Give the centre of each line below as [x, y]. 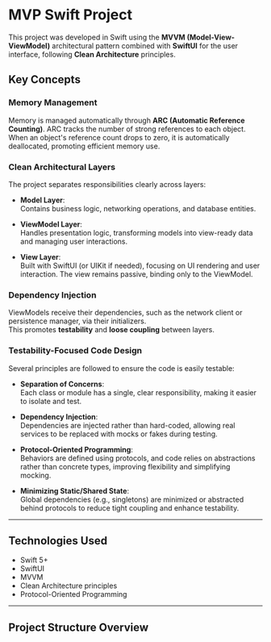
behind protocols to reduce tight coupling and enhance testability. [129, 508]
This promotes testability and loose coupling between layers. [112, 330]
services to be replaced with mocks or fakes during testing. [119, 434]
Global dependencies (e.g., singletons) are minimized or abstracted [132, 499]
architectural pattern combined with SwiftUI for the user [145, 45]
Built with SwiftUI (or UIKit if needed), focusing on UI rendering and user [140, 265]
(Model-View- [211, 37]
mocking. [35, 475]
